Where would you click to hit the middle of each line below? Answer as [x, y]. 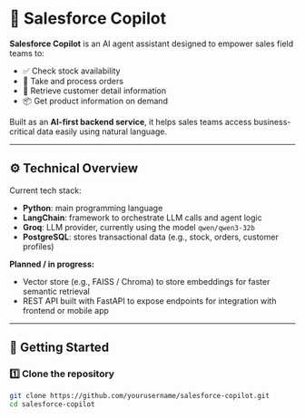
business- [272, 122]
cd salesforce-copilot [52, 404]
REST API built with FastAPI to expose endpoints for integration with [149, 301]
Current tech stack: [45, 190]
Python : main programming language [93, 208]
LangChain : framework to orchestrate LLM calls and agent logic [142, 218]
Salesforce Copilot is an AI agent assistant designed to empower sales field [152, 44]
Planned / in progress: [52, 264]
